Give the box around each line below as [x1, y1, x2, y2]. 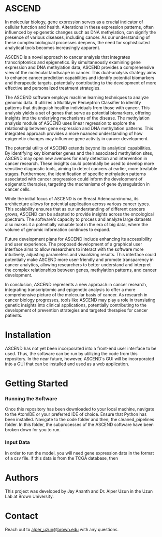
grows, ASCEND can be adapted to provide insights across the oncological [5, 211, 154, 217]
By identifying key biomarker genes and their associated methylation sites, [5, 150, 154, 156]
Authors [5, 472, 39, 483]
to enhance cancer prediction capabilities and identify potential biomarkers [5, 75, 155, 81]
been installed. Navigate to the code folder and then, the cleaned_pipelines [5, 417, 155, 423]
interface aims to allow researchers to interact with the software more [5, 246, 144, 252]
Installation [5, 329, 51, 341]
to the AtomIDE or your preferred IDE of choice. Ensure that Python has [5, 411, 147, 417]
